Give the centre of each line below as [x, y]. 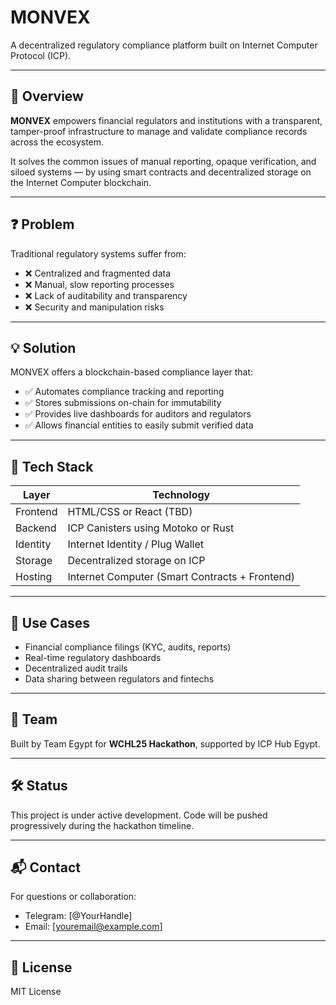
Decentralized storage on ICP [136, 561]
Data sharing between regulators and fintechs [119, 679]
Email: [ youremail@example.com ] [93, 927]
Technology [181, 495]
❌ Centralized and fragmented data [98, 273]
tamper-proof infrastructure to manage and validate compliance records [159, 131]
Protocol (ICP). [41, 55]
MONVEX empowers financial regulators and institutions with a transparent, [166, 120]
